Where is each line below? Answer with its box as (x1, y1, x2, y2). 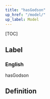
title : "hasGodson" (5, 7, 46, 13)
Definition (5, 87, 36, 95)
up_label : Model (5, 17, 39, 22)
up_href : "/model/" (5, 12, 46, 17)
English (5, 60, 24, 68)
